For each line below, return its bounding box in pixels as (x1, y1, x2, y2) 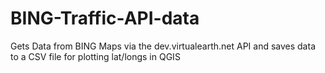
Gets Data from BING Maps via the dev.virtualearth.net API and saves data (10, 40, 316, 52)
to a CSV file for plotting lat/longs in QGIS (10, 50, 181, 62)
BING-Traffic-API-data (10, 7, 200, 30)
